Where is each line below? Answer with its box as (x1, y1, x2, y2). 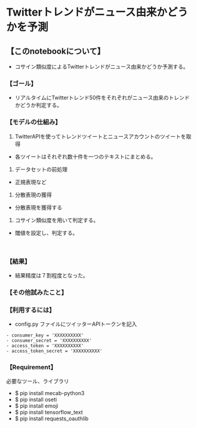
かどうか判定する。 (14, 102, 63, 109)
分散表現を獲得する (14, 204, 63, 211)
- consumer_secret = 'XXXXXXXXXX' (6, 338, 93, 344)
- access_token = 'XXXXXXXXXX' (6, 343, 84, 349)
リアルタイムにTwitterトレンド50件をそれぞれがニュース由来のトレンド (14, 94, 190, 102)
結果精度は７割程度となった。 (14, 271, 88, 279)
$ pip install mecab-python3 (14, 390, 85, 397)
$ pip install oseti (14, 396, 57, 403)
